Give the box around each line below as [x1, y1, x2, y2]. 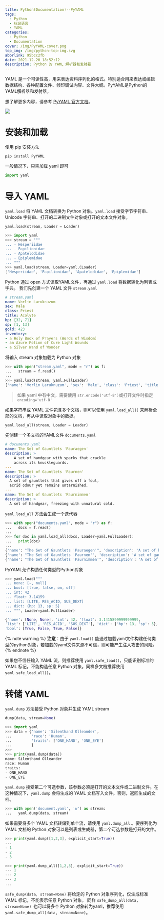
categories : [5, 30, 29, 35]
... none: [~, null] [5, 581, 47, 586]
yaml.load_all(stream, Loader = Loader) [5, 422, 89, 427]
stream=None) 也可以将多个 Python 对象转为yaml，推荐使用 [5, 903, 124, 909]
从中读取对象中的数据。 [30, 413, 78, 419]
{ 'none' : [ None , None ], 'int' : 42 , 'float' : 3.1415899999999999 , [5, 617, 141, 622]
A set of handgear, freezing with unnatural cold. [9, 501, 115, 506]
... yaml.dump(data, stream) [5, 811, 69, 816]
